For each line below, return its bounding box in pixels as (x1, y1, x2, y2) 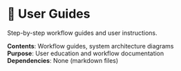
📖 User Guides (7, 6, 90, 22)
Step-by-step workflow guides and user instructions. (7, 29, 158, 37)
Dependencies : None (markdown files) (7, 56, 119, 64)
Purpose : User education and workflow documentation (7, 49, 164, 57)
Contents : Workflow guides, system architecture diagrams (7, 42, 174, 50)
